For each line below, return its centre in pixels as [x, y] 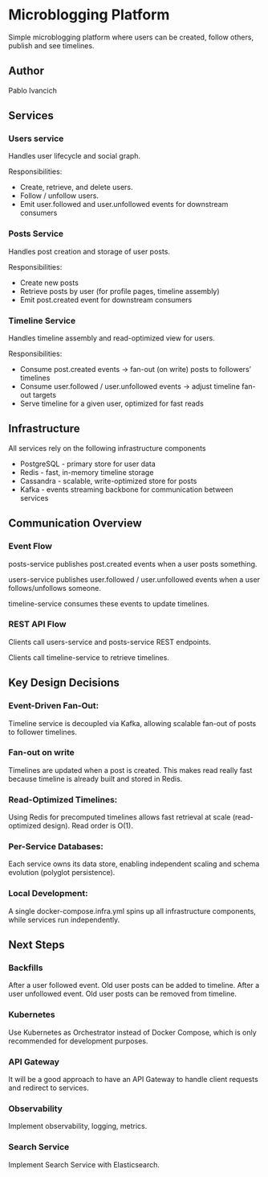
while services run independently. [64, 919]
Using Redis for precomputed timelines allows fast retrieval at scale [120, 817]
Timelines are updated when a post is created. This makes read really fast [130, 770]
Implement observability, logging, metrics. [78, 1126]
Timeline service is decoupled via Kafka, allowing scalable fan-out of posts [132, 723]
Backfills [26, 968]
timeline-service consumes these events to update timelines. [109, 603]
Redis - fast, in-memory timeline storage [87, 472]
